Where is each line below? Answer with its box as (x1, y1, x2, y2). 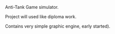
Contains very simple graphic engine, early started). (5, 23, 111, 29)
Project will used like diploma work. (5, 14, 77, 19)
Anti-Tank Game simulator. (5, 4, 59, 10)
